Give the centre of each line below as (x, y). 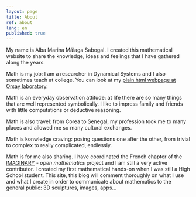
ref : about (19, 22)
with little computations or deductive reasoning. (63, 110)
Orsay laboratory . (27, 86)
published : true (26, 33)
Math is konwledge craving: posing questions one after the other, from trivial (98, 139)
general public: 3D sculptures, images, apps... (61, 188)
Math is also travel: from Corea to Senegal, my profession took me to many (96, 121)
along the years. (25, 63)
